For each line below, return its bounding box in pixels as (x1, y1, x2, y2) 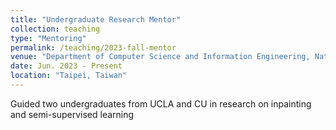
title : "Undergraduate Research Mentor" (10, 14, 182, 25)
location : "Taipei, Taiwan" (10, 71, 128, 81)
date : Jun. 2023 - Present (10, 61, 123, 71)
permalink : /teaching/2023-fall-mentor (10, 42, 177, 53)
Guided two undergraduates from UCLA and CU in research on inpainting (10, 97, 312, 110)
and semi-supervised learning (10, 108, 135, 120)
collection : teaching (10, 24, 101, 34)
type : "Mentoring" (10, 33, 87, 43)
